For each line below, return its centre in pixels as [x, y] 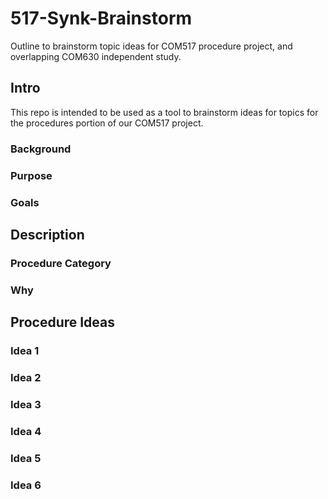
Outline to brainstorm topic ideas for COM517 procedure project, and [151, 46]
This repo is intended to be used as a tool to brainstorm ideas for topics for [164, 112]
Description [47, 234]
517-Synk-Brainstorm [101, 18]
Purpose [31, 175]
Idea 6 [26, 485]
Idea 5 [26, 458]
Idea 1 [25, 351]
